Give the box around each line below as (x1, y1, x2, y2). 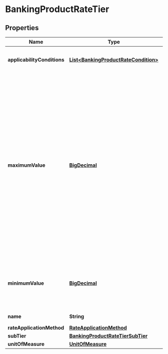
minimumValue (7, 280, 44, 287)
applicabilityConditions (7, 56, 64, 63)
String (69, 313, 84, 320)
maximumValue (7, 162, 45, 169)
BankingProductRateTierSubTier (69, 332, 148, 339)
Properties (5, 24, 39, 32)
